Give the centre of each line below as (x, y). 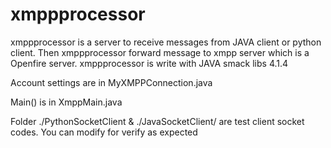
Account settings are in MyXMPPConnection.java (111, 82)
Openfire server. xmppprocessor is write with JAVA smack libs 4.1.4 (149, 63)
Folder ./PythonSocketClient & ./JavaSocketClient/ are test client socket (157, 121)
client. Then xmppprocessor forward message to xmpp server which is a (160, 52)
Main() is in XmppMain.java (66, 102)
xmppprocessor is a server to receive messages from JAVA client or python (166, 42)
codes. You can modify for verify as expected (104, 132)
